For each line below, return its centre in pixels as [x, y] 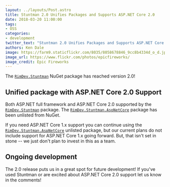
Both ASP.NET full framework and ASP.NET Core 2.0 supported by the [78, 104]
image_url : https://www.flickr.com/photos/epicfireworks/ [68, 57]
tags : [11, 24]
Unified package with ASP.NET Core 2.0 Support [83, 92]
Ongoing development [41, 157]
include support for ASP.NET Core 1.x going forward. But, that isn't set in [81, 136]
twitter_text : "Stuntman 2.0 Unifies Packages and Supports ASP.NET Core [85, 43]
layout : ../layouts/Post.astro [38, 10]
